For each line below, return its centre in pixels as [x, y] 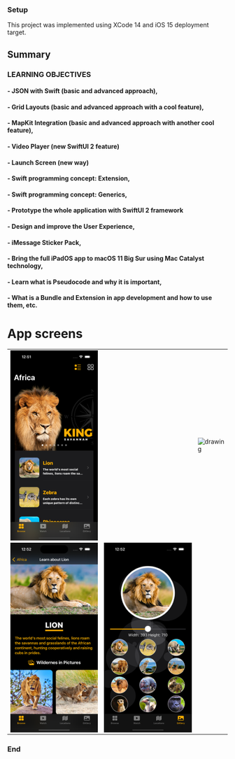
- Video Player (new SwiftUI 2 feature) [64, 146]
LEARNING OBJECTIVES [49, 74]
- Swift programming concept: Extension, [69, 178]
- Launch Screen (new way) [48, 162]
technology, [25, 266]
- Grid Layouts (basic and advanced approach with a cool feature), [106, 107]
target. [17, 32]
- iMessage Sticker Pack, [44, 242]
